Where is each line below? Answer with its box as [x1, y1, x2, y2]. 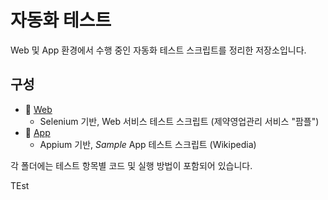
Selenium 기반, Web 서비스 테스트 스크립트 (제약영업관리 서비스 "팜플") [39, 115, 320, 127]
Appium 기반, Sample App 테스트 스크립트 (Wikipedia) [39, 138, 257, 150]
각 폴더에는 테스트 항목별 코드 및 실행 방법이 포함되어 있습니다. [10, 159, 253, 171]
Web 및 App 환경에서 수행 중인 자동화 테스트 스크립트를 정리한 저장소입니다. [10, 44, 307, 56]
